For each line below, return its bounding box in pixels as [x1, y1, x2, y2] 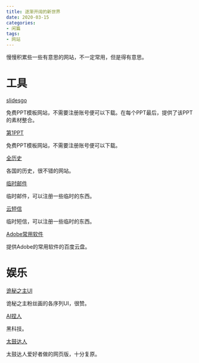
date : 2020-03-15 [6, 14, 49, 20]
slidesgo [6, 97, 27, 104]
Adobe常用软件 [6, 230, 43, 237]
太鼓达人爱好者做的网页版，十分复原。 [6, 350, 100, 358]
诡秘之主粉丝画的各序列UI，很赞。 [6, 299, 91, 307]
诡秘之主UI [6, 287, 33, 294]
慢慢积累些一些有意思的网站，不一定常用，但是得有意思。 [6, 54, 147, 60]
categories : [6, 20, 36, 26]
